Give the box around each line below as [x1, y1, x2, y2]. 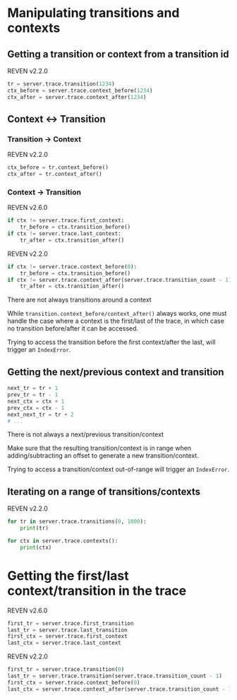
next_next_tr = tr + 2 [7, 411, 74, 418]
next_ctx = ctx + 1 [7, 398, 65, 405]
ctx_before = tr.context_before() [7, 164, 109, 171]
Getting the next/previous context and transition [7, 366, 224, 378]
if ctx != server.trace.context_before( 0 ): [7, 263, 138, 270]
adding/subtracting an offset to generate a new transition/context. [7, 451, 199, 460]
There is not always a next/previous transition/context [7, 430, 164, 439]
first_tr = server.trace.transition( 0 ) [7, 666, 125, 673]
